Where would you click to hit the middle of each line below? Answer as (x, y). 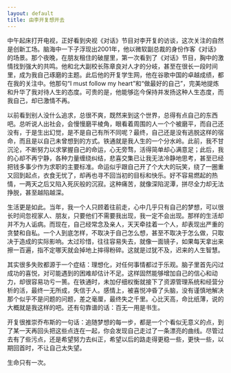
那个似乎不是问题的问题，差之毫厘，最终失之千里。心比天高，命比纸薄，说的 (115, 299)
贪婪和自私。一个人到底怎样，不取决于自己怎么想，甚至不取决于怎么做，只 (112, 233)
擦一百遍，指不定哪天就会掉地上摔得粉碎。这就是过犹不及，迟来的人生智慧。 (115, 250)
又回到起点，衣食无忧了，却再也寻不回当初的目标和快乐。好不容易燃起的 (109, 175)
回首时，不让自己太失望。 (49, 348)
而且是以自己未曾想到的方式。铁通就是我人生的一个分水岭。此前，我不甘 (121, 141)
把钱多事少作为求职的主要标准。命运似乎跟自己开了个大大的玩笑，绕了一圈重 (115, 166)
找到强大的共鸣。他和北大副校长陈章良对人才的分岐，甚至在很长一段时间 (115, 66)
